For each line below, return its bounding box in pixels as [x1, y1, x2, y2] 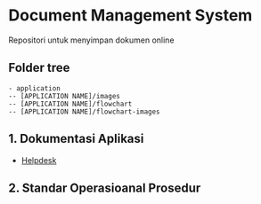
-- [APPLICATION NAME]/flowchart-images [8, 107, 161, 116]
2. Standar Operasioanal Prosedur [8, 180, 201, 195]
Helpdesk [20, 154, 57, 165]
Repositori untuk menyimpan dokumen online [8, 35, 175, 45]
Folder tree [8, 60, 70, 75]
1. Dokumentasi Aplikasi [8, 131, 144, 146]
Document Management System [8, 5, 253, 26]
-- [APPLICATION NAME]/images [8, 91, 121, 100]
